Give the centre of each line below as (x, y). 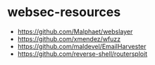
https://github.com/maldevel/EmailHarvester (82, 46)
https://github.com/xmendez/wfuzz (69, 38)
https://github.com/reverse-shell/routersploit (82, 54)
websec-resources (64, 12)
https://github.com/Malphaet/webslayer (75, 31)
